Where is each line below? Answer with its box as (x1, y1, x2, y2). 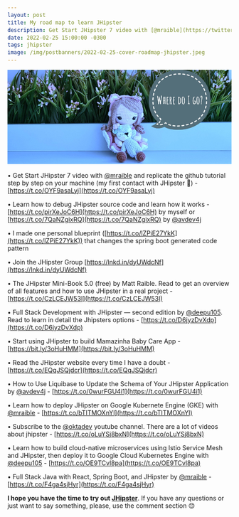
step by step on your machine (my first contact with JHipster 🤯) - (7, 178, 198, 187)
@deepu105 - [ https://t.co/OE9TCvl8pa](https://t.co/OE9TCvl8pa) (7, 459, 201, 467)
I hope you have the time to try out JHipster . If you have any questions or (7, 494, 225, 502)
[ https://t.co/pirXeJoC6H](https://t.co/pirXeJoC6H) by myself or (7, 207, 196, 216)
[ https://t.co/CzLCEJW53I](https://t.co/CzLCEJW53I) (7, 294, 163, 302)
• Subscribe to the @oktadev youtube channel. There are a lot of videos (7, 422, 218, 430)
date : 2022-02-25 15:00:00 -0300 (7, 34, 107, 41)
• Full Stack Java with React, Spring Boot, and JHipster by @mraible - (7, 472, 212, 481)
